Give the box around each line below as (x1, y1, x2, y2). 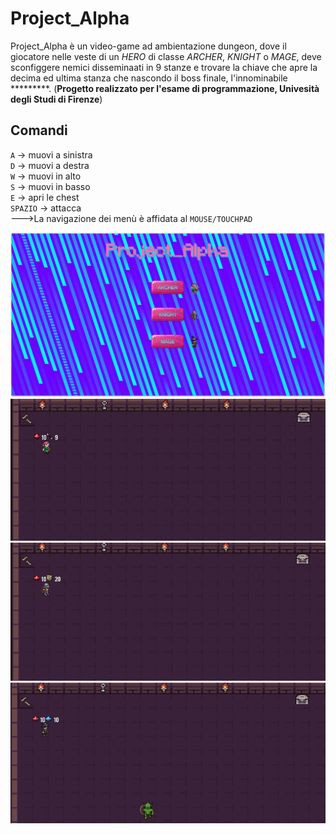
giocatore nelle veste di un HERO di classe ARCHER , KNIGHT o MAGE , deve (10, 50, 322, 62)
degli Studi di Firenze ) (10, 93, 103, 105)
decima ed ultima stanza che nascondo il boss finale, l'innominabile (10, 72, 288, 84)
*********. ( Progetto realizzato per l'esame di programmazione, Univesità (10, 82, 320, 94)
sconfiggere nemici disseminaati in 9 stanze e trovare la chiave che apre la (10, 61, 318, 73)
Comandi (10, 122, 68, 139)
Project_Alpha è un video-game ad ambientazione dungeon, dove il (10, 40, 287, 52)
